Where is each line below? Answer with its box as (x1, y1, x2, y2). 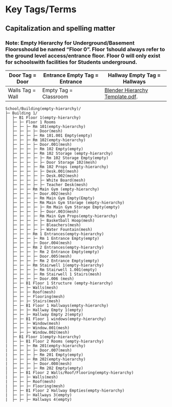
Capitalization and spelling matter (5, 24, 116, 33)
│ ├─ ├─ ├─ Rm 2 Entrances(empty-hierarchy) (5, 244, 104, 250)
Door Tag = (9, 72, 37, 79)
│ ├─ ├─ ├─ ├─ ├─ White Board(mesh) (5, 177, 86, 183)
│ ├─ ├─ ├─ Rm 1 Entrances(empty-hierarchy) (5, 231, 104, 236)
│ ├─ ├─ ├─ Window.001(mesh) (5, 325, 70, 330)
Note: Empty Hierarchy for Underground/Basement (5, 39, 135, 47)
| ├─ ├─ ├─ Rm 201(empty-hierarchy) (5, 343, 86, 348)
